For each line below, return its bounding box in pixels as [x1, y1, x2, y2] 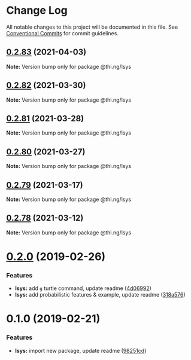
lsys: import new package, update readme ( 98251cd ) [14, 347, 147, 354]
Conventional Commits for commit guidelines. [6, 29, 119, 36]
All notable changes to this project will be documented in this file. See [6, 23, 178, 30]
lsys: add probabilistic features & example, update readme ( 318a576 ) [14, 291, 186, 298]
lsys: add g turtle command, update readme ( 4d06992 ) [14, 285, 151, 292]
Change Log [6, 4, 68, 17]
